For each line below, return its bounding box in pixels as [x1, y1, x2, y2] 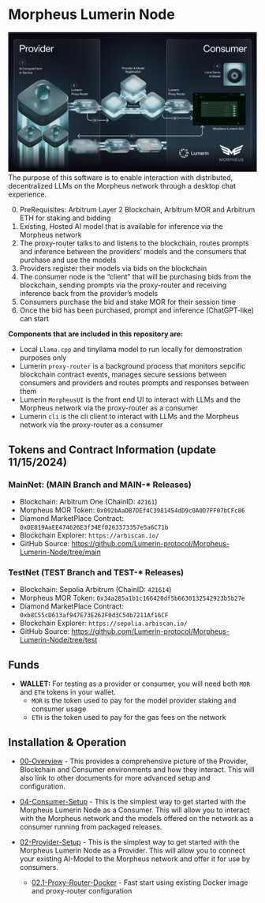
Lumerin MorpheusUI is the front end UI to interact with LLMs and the [19, 395, 241, 404]
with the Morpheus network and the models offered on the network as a [19, 814, 254, 823]
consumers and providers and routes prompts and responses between [19, 378, 249, 388]
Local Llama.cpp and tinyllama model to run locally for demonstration [19, 345, 243, 354]
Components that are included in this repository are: [8, 329, 184, 339]
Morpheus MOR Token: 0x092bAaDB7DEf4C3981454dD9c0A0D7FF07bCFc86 [19, 505, 246, 515]
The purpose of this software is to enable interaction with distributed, [8, 173, 233, 182]
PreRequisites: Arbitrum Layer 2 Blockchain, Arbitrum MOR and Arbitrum [19, 205, 256, 215]
